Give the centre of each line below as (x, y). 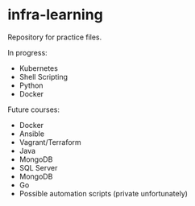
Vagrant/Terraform (50, 142)
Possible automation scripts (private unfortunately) (104, 193)
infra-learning (56, 15)
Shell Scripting (44, 76)
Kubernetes (38, 68)
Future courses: (33, 109)
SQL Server (38, 167)
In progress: (27, 52)
